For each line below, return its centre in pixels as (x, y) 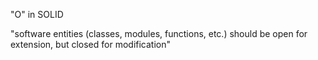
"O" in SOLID (37, 14)
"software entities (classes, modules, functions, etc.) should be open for (159, 33)
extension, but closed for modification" (90, 44)
